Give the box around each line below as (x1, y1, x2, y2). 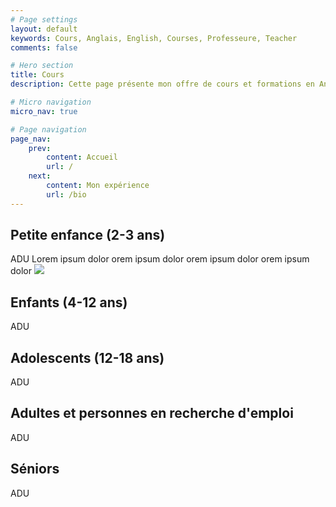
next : (28, 171, 52, 181)
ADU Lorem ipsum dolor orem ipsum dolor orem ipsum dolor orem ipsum (10, 253, 310, 265)
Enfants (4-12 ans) (10, 294, 128, 311)
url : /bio (46, 189, 87, 200)
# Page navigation (10, 124, 87, 135)
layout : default (10, 24, 78, 34)
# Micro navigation (10, 97, 92, 107)
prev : (28, 143, 52, 153)
